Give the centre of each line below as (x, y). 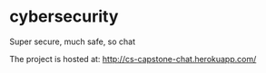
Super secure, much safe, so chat (73, 41)
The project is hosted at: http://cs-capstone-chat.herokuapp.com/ (133, 59)
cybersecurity (64, 17)
